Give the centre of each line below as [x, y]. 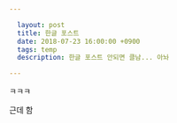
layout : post [41, 25]
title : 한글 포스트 [48, 33]
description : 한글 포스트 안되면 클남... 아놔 [93, 58]
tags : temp [37, 49]
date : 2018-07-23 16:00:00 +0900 [79, 41]
